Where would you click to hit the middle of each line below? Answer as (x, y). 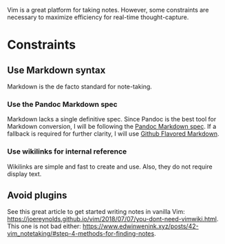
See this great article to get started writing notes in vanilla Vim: (96, 212)
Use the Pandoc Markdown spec (63, 104)
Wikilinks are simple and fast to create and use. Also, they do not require (110, 167)
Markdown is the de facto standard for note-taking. (80, 86)
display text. (24, 173)
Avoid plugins (37, 195)
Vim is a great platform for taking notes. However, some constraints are (108, 10)
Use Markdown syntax (56, 70)
